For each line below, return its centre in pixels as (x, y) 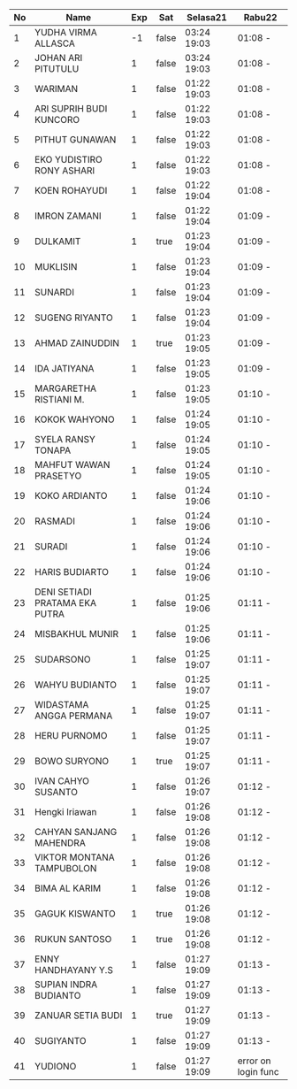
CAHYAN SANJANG (76, 832)
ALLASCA (55, 43)
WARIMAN (57, 89)
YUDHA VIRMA (66, 32)
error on (254, 1061)
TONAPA (53, 450)
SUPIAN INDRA (66, 984)
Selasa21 (207, 17)
